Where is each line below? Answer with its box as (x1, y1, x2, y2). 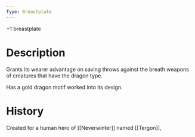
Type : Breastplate (6, 8, 52, 15)
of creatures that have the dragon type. (6, 72, 103, 79)
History (6, 104, 44, 118)
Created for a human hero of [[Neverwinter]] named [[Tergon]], (6, 124, 162, 131)
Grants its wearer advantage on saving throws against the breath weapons (6, 66, 190, 73)
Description (6, 46, 66, 60)
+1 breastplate (6, 25, 42, 32)
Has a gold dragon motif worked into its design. (6, 83, 123, 91)
